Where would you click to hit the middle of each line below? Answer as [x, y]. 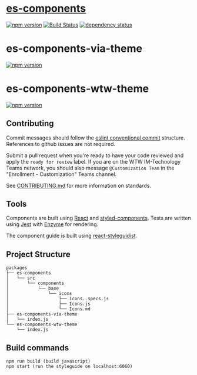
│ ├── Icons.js [49, 304]
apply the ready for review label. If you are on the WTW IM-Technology [94, 161]
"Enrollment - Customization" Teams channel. [61, 174]
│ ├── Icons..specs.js [58, 299]
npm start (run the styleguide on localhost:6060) [69, 367]
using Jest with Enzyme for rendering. [52, 224]
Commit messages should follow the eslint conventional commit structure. [96, 138]
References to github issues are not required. [61, 144]
